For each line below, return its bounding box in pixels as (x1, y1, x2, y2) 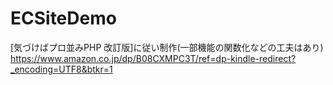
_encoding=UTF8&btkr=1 (10, 63, 113, 75)
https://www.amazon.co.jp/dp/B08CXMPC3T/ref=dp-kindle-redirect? (10, 52, 297, 64)
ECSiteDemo (10, 7, 117, 30)
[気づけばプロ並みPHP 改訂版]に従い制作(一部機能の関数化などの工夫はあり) (10, 41, 324, 53)
